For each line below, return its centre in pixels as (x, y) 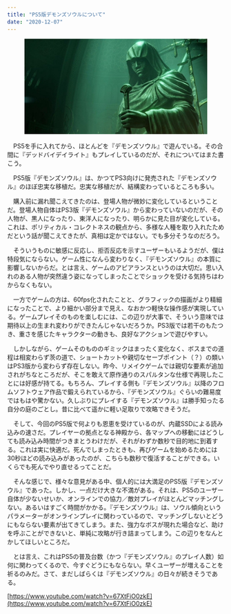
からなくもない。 (31, 285)
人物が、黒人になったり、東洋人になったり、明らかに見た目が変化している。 (115, 219)
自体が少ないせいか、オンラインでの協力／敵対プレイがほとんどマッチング (113, 499)
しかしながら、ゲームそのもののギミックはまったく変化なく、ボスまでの (115, 349)
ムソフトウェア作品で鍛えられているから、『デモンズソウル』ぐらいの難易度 (114, 392)
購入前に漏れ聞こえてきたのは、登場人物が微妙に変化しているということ (115, 201)
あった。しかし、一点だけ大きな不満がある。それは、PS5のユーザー (127, 491)
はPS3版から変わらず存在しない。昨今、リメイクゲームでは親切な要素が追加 (115, 366)
